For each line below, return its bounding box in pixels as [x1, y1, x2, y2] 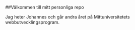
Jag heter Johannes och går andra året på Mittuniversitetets [5, 14, 130, 19]
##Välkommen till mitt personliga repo [5, 4, 84, 10]
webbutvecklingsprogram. [5, 19, 60, 25]
